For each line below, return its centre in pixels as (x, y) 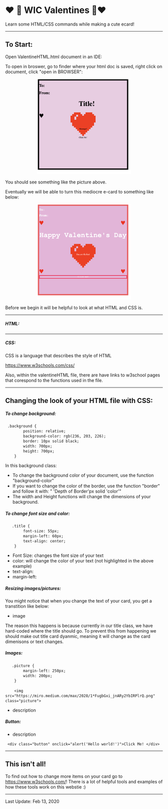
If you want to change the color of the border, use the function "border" (86, 486)
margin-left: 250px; (44, 671)
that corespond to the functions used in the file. (54, 380)
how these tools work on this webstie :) (45, 787)
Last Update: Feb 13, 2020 (32, 801)
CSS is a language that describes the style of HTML (58, 355)
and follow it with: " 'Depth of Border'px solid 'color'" (67, 491)
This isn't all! (26, 764)
